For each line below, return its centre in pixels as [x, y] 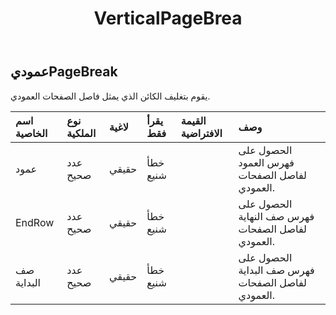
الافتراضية [201, 133]
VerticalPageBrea [168, 18]
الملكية [81, 133]
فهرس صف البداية [276, 270]
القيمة [193, 120]
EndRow [35, 222]
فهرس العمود [266, 162]
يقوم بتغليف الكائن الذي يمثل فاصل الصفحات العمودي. [110, 96]
